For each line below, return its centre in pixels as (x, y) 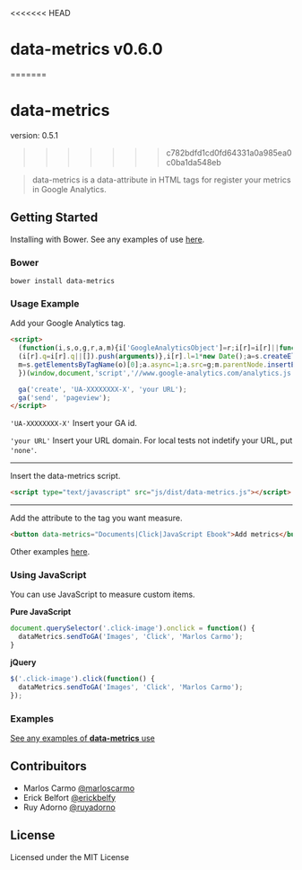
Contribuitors (49, 766)
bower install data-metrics (63, 281)
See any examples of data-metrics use (83, 738)
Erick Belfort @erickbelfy (69, 797)
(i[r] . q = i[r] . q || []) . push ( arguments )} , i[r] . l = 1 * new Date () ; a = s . (141, 357)
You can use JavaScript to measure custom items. (103, 595)
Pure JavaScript (41, 612)
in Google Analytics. (69, 189)
